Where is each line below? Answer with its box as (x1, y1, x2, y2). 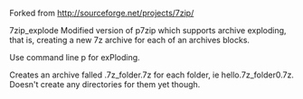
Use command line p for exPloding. (9, 52, 140, 62)
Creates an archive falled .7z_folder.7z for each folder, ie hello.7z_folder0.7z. (9, 69, 294, 80)
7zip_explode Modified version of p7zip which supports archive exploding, (9, 25, 287, 35)
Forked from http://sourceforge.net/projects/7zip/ (9, 8, 194, 18)
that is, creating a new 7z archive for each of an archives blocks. (9, 35, 251, 45)
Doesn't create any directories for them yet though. (9, 79, 201, 89)
